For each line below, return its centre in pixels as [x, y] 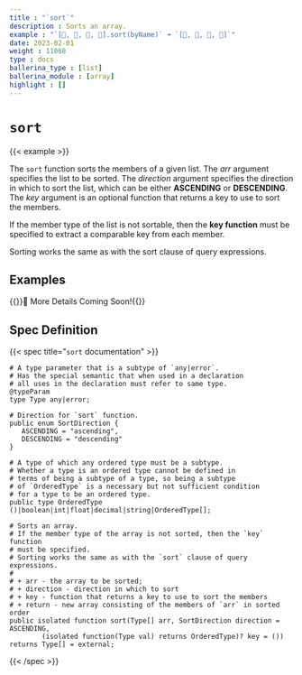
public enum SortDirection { [64, 424]
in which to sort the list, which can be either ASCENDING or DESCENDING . [149, 188]
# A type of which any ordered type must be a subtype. [116, 463]
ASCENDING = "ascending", [70, 431]
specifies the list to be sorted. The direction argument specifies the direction [151, 178]
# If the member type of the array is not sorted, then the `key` [137, 534]
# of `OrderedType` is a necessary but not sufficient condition [134, 487]
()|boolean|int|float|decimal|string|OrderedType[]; [110, 511]
